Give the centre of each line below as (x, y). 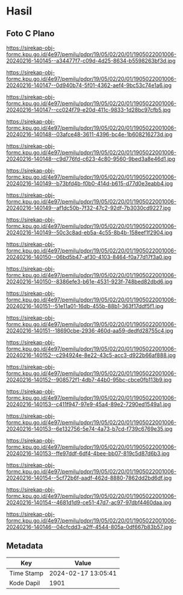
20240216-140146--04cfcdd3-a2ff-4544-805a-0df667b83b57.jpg (89, 527)
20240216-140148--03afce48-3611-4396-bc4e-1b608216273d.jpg (89, 134)
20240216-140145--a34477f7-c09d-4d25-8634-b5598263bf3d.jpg (91, 61)
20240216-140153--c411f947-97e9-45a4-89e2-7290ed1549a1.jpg (89, 404)
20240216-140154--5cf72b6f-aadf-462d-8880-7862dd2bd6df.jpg (89, 478)
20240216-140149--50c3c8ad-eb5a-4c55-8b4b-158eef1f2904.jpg (89, 233)
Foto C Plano (30, 34)
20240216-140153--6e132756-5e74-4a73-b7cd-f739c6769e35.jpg (89, 429)
